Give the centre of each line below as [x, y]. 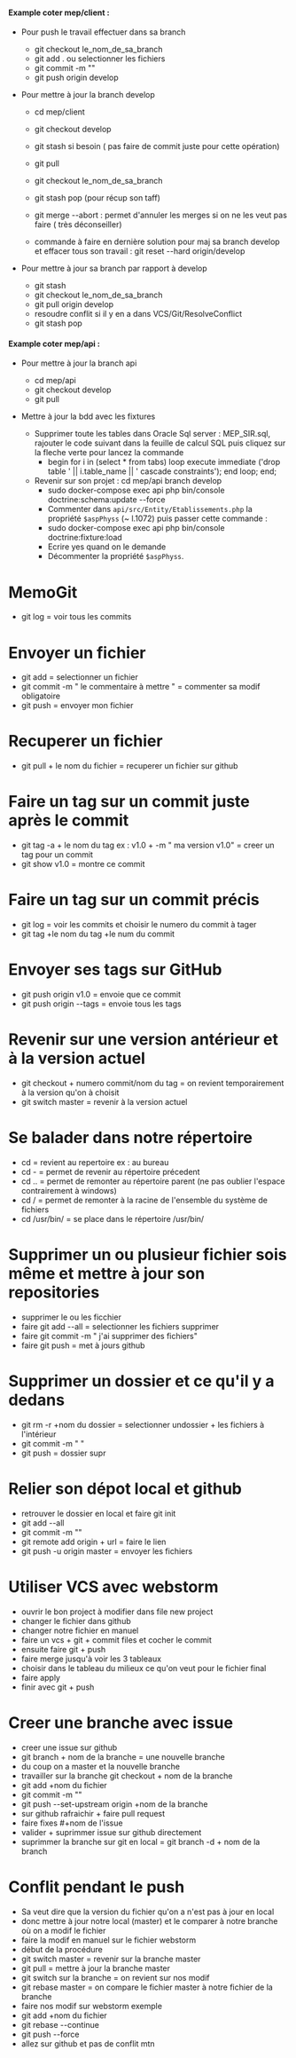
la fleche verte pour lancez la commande [109, 453]
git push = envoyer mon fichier [77, 706]
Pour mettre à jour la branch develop [88, 95]
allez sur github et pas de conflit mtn [88, 2043]
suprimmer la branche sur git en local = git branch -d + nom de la [140, 1841]
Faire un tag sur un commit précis [134, 900]
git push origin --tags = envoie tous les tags [101, 1004]
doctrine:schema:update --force [106, 500]
